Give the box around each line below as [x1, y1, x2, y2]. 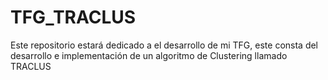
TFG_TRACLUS [10, 6, 137, 29]
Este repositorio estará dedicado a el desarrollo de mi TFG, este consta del [10, 39, 319, 51]
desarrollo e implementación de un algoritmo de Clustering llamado [10, 49, 288, 61]
